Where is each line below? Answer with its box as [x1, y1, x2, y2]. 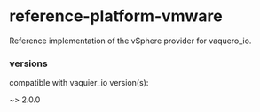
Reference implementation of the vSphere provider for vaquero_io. [9, 35, 252, 46]
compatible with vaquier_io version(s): [9, 78, 149, 88]
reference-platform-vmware [9, 6, 224, 26]
